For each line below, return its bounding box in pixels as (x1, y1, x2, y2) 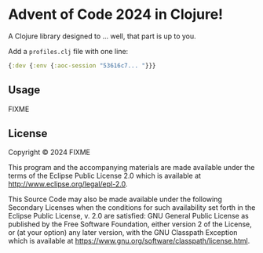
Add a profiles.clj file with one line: (8, 46, 129, 56)
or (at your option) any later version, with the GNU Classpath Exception (8, 228, 238, 237)
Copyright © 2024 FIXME (8, 147, 91, 157)
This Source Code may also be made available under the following (8, 194, 222, 204)
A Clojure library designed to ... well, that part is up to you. (8, 31, 196, 41)
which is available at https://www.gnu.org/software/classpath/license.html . (8, 237, 250, 246)
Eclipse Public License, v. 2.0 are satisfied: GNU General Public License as (8, 211, 249, 221)
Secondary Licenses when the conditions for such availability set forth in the (8, 203, 256, 212)
